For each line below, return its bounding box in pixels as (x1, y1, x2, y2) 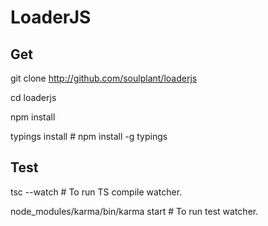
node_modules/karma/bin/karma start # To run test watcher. (10, 205, 259, 217)
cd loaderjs (10, 92, 57, 103)
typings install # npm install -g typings (10, 131, 168, 142)
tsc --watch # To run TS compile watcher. (10, 186, 183, 198)
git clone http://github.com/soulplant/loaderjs (10, 72, 198, 84)
